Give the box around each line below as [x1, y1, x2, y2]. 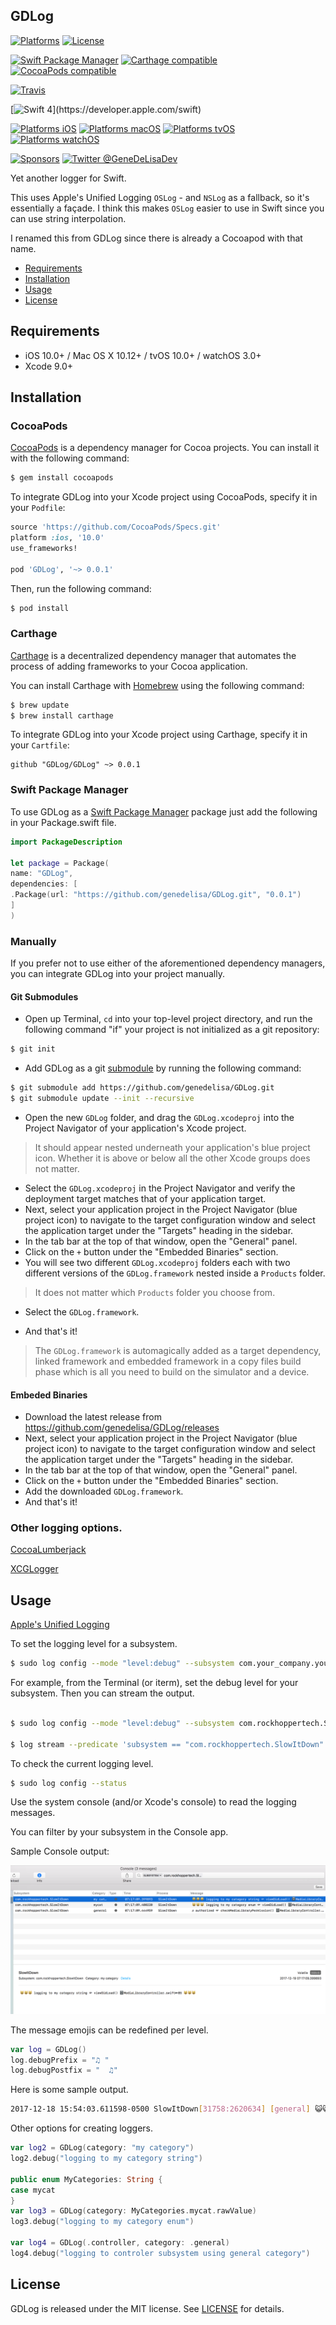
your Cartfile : [10, 739, 70, 751]
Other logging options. [10, 1521, 123, 1535]
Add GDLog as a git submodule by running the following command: [24, 1062, 302, 1074]
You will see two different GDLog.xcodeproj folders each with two [24, 1256, 291, 1268]
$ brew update [10, 700, 70, 710]
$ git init [10, 1044, 56, 1054]
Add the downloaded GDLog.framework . [24, 1485, 184, 1498]
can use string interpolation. [10, 212, 127, 224]
